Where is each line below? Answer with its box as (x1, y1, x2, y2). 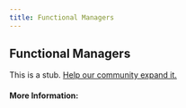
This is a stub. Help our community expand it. (9, 70, 178, 80)
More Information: (9, 90, 79, 101)
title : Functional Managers (9, 12, 115, 22)
